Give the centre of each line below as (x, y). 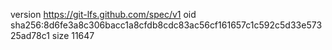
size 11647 (73, 35)
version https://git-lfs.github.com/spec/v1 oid (103, 14)
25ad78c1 (30, 35)
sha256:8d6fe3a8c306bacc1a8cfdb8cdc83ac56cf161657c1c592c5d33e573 (166, 25)
